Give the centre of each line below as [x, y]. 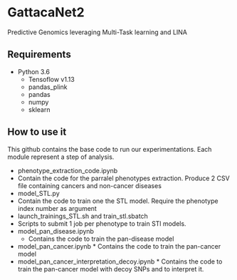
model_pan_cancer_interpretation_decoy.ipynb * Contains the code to [120, 261]
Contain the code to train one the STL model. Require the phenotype [118, 201]
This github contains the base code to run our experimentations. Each [110, 149]
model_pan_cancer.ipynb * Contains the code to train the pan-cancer [119, 246]
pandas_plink [48, 87]
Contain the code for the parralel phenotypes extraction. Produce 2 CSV [123, 178]
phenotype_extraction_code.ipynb [68, 170]
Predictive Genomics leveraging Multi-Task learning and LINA [97, 32]
